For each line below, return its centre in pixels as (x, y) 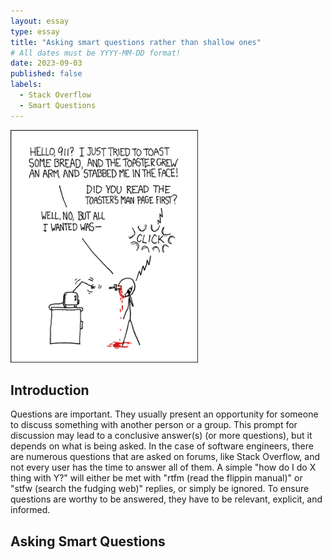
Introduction (50, 390)
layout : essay (40, 21)
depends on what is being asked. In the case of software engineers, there (162, 446)
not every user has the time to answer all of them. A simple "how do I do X (163, 467)
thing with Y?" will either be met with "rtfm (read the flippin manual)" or (156, 478)
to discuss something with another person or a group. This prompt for (154, 425)
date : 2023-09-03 (46, 63)
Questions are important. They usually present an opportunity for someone (164, 414)
